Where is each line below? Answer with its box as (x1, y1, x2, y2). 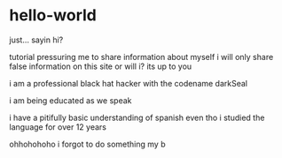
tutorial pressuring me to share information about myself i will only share (9, 51, 274, 62)
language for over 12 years (9, 121, 106, 132)
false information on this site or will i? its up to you (9, 61, 192, 71)
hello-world (9, 5, 98, 26)
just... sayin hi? (9, 34, 64, 45)
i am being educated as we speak (9, 94, 132, 106)
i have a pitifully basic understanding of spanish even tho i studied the (9, 112, 265, 123)
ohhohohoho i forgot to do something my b (9, 139, 166, 149)
